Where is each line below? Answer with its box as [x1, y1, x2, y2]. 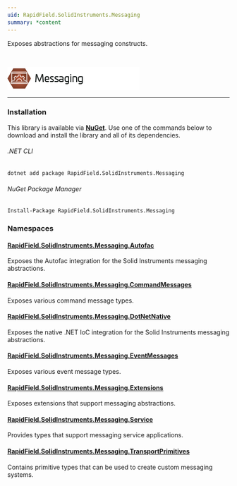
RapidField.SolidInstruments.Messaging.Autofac [7, 241, 154, 250]
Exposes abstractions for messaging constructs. [7, 39, 148, 47]
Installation [7, 107, 47, 117]
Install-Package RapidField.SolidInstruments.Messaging [7, 207, 175, 214]
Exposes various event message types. [7, 367, 121, 375]
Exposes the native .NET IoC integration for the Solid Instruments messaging [7, 328, 230, 336]
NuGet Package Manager [7, 184, 82, 193]
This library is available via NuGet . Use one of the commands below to [7, 123, 212, 132]
